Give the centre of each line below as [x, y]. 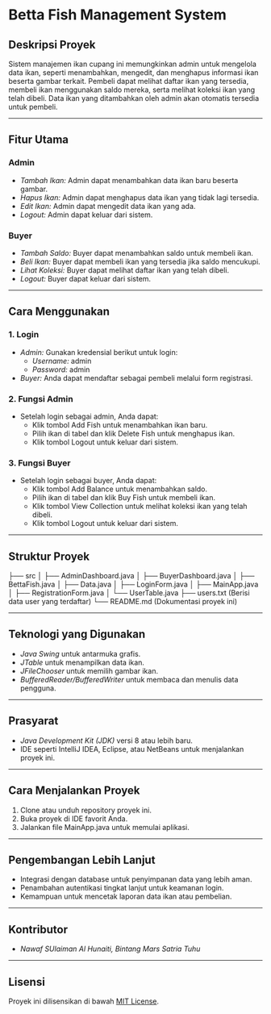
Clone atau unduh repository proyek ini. [85, 810]
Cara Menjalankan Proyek [74, 791]
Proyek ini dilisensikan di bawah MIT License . [84, 1001]
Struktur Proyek [49, 556]
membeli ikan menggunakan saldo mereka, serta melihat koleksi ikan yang [132, 90]
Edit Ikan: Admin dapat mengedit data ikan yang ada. [108, 206]
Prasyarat [33, 721]
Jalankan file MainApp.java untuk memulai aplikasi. [104, 827]
